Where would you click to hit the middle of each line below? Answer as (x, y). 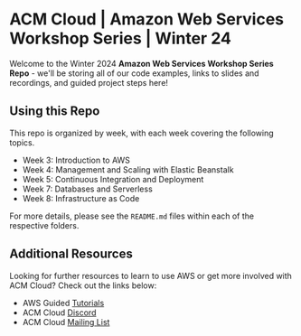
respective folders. (44, 225)
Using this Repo (55, 112)
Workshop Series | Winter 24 (121, 38)
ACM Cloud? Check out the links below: (83, 285)
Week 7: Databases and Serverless (88, 189)
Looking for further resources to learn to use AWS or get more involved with (150, 275)
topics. (22, 142)
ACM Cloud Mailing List (66, 322)
